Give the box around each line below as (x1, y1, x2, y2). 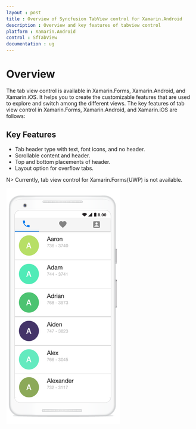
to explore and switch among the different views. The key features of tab (6, 100, 185, 107)
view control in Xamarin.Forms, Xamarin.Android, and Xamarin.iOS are (6, 106, 178, 113)
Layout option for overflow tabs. (14, 164, 94, 172)
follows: (6, 112, 26, 119)
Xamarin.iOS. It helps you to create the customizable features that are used (6, 93, 191, 101)
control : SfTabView (6, 35, 58, 41)
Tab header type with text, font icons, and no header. (14, 145, 145, 153)
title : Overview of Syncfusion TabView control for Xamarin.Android (6, 15, 183, 22)
